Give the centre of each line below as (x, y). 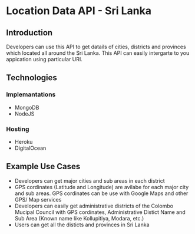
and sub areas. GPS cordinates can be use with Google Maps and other (101, 193)
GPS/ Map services (38, 199)
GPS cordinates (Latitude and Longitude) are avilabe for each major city (102, 187)
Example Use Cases (43, 167)
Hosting (18, 129)
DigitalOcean (30, 148)
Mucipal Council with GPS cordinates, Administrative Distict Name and (100, 212)
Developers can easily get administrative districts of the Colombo (94, 206)
